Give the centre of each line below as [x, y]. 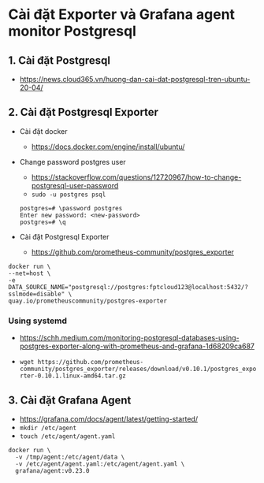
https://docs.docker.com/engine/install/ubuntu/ [108, 147]
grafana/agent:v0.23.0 [52, 470]
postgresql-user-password [75, 185]
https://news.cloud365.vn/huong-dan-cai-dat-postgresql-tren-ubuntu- [135, 79]
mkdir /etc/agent [48, 428]
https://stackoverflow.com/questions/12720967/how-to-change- [136, 177]
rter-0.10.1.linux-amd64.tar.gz [73, 376]
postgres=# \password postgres [71, 208]
